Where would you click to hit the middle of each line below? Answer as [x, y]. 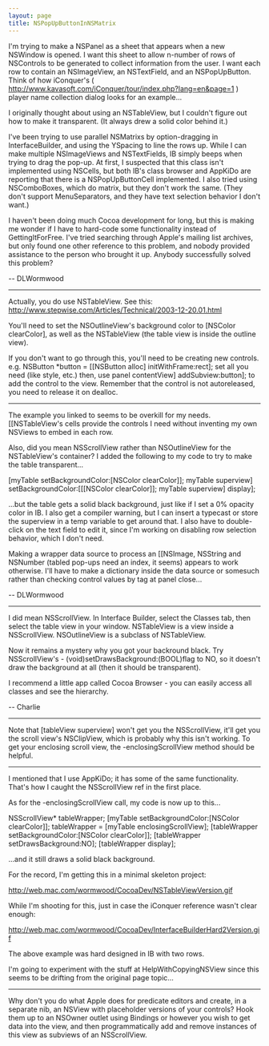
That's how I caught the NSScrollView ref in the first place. [105, 787]
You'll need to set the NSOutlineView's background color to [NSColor [122, 325]
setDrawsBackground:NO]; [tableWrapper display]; [92, 843]
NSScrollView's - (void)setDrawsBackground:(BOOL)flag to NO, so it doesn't [134, 658]
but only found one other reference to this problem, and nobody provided [129, 246]
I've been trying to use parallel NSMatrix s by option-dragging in [113, 136]
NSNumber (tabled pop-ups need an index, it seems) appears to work [123, 562]
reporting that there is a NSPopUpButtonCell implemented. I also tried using [133, 179]
